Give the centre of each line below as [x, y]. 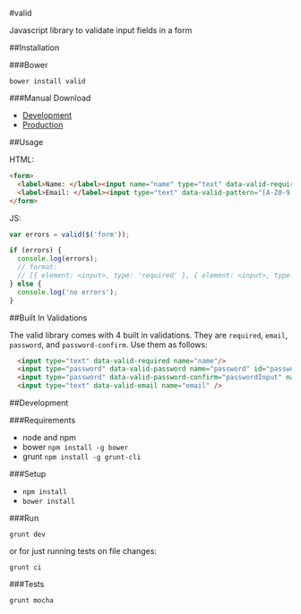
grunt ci [26, 567]
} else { [26, 284]
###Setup [28, 474]
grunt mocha [31, 601]
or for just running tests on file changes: [83, 551]
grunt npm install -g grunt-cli [82, 456]
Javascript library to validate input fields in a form [101, 30]
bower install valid [48, 81]
